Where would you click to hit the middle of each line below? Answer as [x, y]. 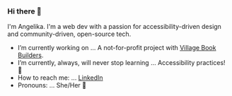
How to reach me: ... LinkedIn [60, 78]
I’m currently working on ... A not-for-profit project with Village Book [117, 48]
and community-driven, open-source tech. [69, 34]
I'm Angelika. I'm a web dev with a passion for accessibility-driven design [114, 27]
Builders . [30, 55]
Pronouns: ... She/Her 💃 [52, 85]
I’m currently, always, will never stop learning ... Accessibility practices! [121, 63]
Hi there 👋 [25, 11]
